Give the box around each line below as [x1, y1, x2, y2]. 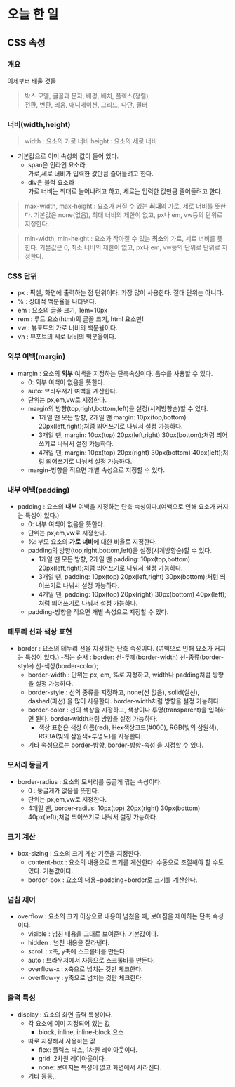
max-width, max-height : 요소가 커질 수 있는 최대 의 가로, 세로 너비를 [24, 202, 213, 211]
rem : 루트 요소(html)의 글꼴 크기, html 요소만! [17, 315, 144, 323]
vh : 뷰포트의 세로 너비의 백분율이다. [17, 332, 117, 341]
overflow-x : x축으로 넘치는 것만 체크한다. [27, 965, 143, 973]
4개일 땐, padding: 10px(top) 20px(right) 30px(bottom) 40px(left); [38, 590, 227, 599]
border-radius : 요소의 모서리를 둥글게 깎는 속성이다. [17, 777, 163, 786]
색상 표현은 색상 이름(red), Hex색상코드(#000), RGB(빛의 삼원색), [38, 723, 219, 731]
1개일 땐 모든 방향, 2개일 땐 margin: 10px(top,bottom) [38, 412, 187, 422]
